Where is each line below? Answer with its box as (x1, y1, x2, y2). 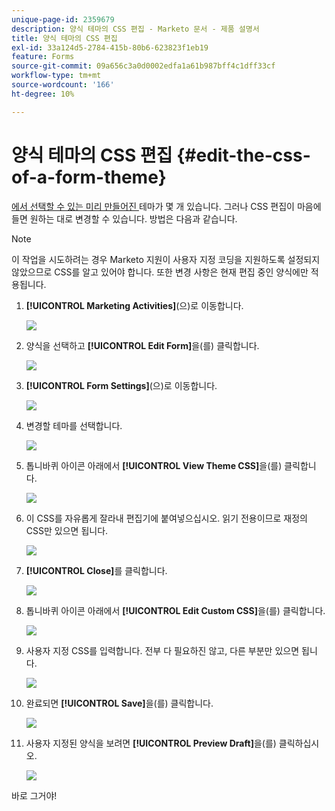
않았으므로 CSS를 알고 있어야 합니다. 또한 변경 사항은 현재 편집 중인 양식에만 (11, 266, 309, 278)
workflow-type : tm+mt (11, 71, 102, 81)
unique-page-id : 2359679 (11, 14, 115, 25)
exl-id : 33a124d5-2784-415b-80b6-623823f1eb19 (11, 42, 209, 53)
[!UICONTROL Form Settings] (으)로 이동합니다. (25, 379, 218, 391)
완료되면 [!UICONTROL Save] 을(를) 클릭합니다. (25, 697, 214, 709)
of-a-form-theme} (11, 166, 167, 188)
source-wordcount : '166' (11, 80, 115, 90)
